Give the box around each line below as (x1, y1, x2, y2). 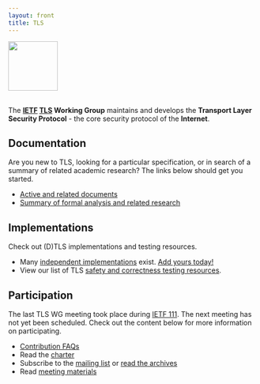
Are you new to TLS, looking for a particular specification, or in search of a (8, 157, 251, 167)
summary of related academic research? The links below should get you (8, 166, 243, 175)
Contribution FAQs (19, 341, 80, 351)
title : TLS (8, 19, 44, 27)
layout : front (8, 11, 55, 20)
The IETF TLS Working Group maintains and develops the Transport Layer (8, 105, 252, 115)
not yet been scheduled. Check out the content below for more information (8, 318, 252, 327)
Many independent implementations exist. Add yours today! (19, 258, 214, 267)
